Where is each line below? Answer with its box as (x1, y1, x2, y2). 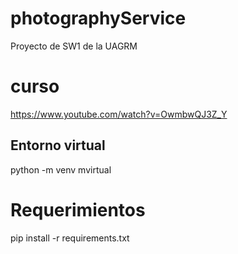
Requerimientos (10, 198, 146, 221)
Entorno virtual (10, 137, 106, 154)
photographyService (10, 7, 187, 30)
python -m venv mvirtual (10, 163, 112, 176)
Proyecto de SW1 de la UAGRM (10, 40, 138, 52)
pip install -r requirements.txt (10, 232, 130, 244)
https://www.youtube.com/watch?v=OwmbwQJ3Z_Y (10, 108, 228, 120)
